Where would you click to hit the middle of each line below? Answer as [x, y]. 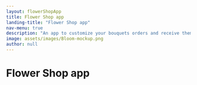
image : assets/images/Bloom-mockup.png [55, 39]
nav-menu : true [25, 28]
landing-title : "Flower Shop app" [48, 22]
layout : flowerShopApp [34, 11]
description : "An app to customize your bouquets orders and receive [93, 33]
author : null [22, 45]
